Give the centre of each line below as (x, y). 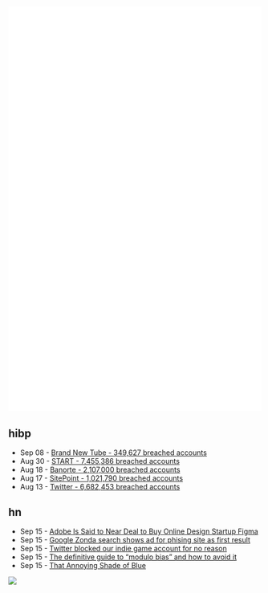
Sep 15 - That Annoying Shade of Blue (83, 566)
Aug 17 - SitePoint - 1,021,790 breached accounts (101, 478)
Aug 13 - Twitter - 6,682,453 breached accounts (100, 487)
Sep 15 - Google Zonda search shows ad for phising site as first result (135, 540)
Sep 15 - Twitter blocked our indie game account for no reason (123, 549)
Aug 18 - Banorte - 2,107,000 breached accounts (100, 470)
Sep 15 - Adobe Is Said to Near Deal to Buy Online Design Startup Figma (139, 531)
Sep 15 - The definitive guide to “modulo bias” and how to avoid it (128, 557)
